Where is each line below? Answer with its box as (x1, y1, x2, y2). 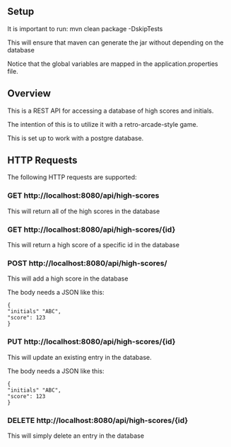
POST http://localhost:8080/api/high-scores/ (7, 258, 167, 268)
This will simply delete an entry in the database (7, 431, 145, 440)
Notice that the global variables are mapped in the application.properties (7, 60, 218, 68)
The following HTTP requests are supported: (7, 173, 137, 181)
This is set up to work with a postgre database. (7, 134, 144, 142)
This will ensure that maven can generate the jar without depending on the (7, 38, 224, 47)
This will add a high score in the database (7, 274, 129, 283)
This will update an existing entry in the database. (7, 353, 152, 361)
